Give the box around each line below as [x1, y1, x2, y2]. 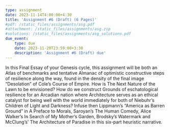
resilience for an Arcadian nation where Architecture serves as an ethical [5, 92, 158, 98]
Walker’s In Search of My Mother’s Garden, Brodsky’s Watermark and [5, 113, 151, 119]
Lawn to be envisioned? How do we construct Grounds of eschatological [5, 86, 158, 92]
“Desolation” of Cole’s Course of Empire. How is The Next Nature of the [5, 80, 156, 87]
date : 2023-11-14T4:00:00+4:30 [5, 12, 72, 17]
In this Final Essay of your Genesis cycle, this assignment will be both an [5, 64, 158, 71]
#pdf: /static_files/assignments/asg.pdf [5, 21, 95, 27]
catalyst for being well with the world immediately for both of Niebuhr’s [5, 97, 155, 103]
